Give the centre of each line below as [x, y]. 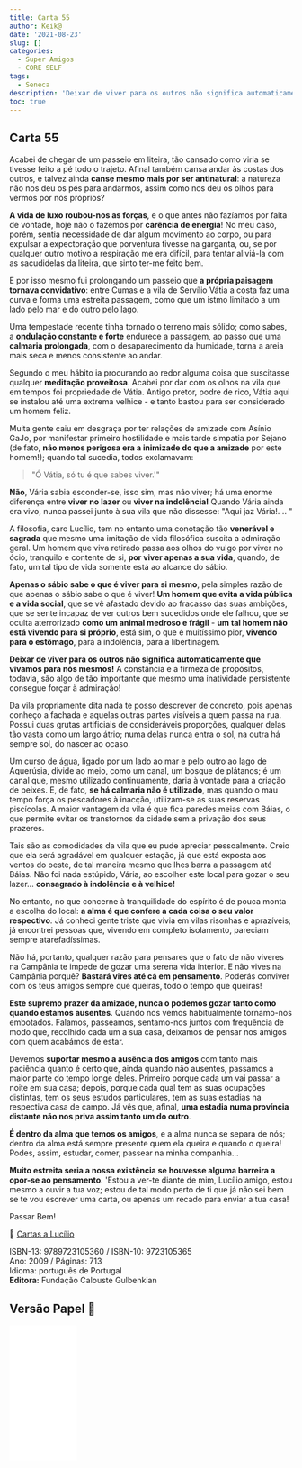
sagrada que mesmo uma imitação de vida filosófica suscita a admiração [145, 539]
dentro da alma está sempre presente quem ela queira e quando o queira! [146, 1144]
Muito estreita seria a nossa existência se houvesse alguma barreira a [142, 1171]
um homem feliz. [40, 412]
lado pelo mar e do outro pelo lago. [74, 309]
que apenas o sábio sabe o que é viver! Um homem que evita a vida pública [151, 594]
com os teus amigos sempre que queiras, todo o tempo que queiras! [136, 986]
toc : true [28, 101]
